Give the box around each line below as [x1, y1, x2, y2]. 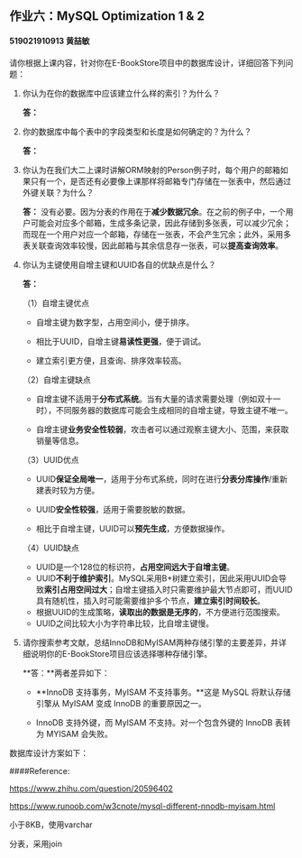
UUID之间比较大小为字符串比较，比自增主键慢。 [35, 617, 215, 629]
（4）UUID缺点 [22, 542, 79, 553]
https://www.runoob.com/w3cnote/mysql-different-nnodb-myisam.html [9, 800, 276, 811]
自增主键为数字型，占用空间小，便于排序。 [35, 317, 195, 328]
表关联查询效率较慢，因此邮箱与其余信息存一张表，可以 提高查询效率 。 [22, 240, 284, 251]
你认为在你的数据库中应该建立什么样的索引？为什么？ [22, 88, 221, 98]
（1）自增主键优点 [22, 297, 90, 309]
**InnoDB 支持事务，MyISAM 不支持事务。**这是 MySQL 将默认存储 [35, 687, 291, 697]
